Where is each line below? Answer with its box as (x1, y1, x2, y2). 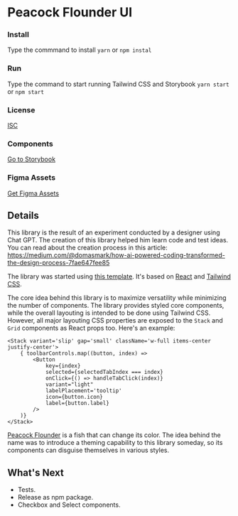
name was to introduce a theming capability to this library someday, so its (7, 439, 223, 447)
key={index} (45, 362, 81, 370)
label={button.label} (45, 399, 110, 407)
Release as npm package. (17, 493, 94, 502)
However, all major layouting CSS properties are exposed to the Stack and (7, 316, 224, 325)
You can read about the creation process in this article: (7, 243, 168, 252)
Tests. (17, 485, 36, 494)
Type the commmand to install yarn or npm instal (7, 45, 152, 54)
